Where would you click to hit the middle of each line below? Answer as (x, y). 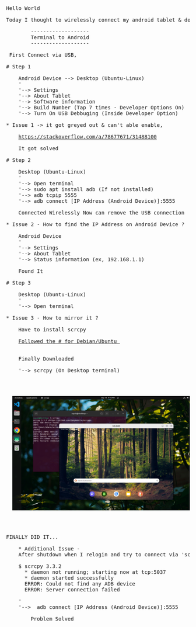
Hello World (23, 8)
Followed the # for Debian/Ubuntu (68, 341)
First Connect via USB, (43, 55)
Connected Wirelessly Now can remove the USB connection (101, 213)
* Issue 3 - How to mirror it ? (52, 318)
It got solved (38, 148)
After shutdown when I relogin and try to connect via (99, 554)
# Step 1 (18, 67)
